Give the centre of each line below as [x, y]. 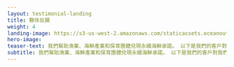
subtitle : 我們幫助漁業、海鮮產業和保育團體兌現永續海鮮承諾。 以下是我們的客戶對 [112, 53]
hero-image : [24, 40]
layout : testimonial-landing [49, 14]
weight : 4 [22, 27]
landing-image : [29, 33]
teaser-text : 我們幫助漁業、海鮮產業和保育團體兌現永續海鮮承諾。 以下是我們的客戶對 [117, 46]
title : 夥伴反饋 [29, 20]
